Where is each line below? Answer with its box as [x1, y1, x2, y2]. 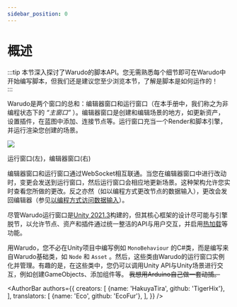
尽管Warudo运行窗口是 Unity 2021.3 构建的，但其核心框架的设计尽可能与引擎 [7, 210, 229, 219]
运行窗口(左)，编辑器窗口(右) [7, 153, 91, 163]
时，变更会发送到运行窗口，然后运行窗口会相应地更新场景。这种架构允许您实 [7, 178, 231, 186]
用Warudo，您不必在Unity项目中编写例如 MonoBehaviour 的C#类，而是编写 [7, 243, 223, 252]
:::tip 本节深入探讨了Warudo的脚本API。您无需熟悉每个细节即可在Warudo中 [7, 68, 226, 76]
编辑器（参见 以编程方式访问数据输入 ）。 [13, 195, 129, 204]
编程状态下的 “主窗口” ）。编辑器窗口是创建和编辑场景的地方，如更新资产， [7, 108, 225, 117]
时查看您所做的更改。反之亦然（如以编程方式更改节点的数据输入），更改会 [7, 187, 221, 195]
